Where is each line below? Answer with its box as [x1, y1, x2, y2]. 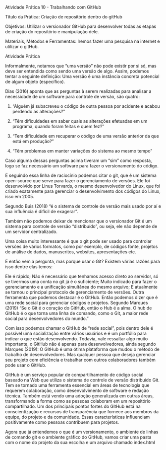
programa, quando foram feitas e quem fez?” [12, 124, 105, 129]
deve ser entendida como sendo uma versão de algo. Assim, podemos [5, 68, 149, 74]
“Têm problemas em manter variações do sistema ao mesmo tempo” [12, 148, 153, 153]
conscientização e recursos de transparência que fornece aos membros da [5, 409, 159, 414]
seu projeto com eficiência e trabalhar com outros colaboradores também [5, 357, 156, 363]
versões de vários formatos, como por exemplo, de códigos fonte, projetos [5, 243, 158, 249]
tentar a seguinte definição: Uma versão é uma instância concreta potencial [5, 74, 160, 79]
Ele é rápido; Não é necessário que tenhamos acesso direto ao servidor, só [5, 273, 159, 279]
